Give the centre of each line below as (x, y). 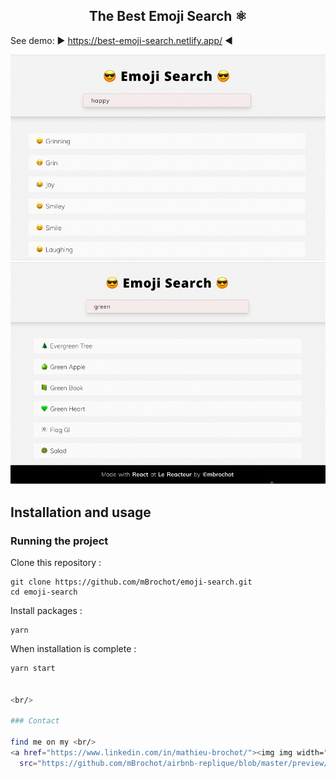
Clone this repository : (56, 563)
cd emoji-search (44, 592)
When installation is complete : (73, 649)
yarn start (33, 669)
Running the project (59, 541)
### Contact (35, 721)
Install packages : (46, 611)
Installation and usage (81, 512)
